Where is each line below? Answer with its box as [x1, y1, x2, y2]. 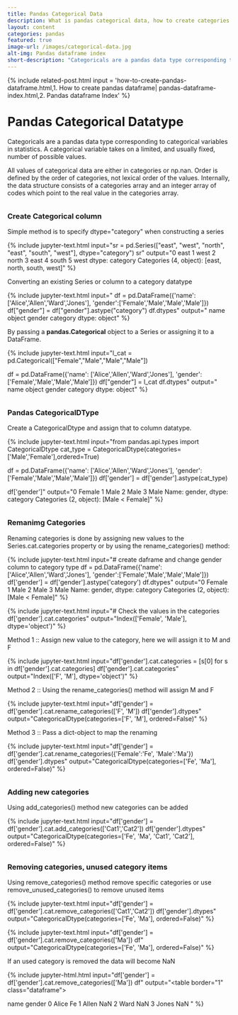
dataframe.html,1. [7, 83, 58, 92]
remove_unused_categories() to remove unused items [7, 886, 164, 894]
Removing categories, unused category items [7, 863, 168, 872]
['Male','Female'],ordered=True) [7, 453, 100, 461]
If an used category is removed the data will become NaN [7, 957, 176, 965]
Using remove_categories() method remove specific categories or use [7, 878, 212, 887]
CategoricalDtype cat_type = [7, 445, 91, 454]
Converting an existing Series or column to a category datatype [7, 277, 193, 286]
